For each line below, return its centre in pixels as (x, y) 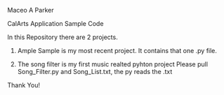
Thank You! (24, 85)
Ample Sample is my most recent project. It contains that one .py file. (117, 51)
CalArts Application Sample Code (55, 23)
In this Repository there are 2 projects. (62, 37)
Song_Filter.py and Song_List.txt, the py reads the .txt (95, 72)
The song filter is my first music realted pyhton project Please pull (113, 64)
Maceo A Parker (31, 10)
